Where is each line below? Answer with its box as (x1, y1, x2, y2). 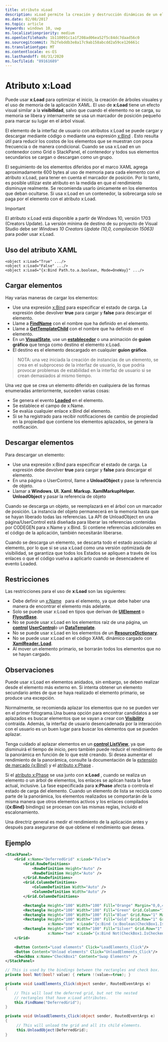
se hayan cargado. (12, 651, 51, 657)
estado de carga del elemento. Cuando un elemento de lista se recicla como (5, 788, 162, 794)
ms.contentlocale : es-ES (5, 49, 57, 54)
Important (5, 206, 25, 212)
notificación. (12, 424, 38, 430)
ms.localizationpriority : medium (5, 31, 75, 36)
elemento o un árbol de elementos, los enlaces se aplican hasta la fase (5, 777, 151, 784)
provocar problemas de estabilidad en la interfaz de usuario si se (17, 367, 151, 373)
